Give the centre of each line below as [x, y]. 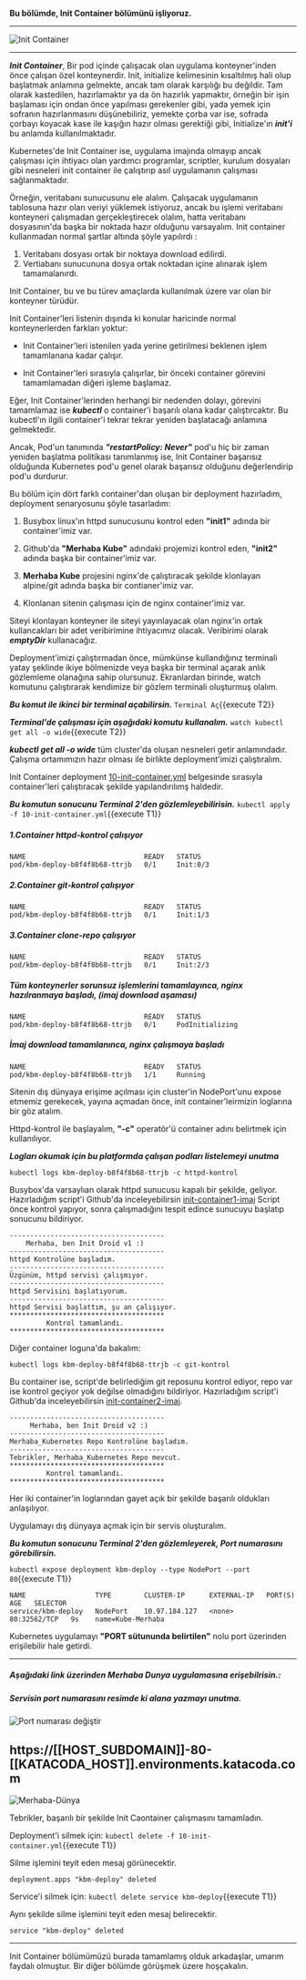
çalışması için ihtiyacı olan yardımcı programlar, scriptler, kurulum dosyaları [150, 160]
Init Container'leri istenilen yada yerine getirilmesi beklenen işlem [144, 346]
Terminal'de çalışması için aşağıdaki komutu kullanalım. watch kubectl [147, 722]
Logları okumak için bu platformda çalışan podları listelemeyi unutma [144, 1155]
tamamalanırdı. [51, 273]
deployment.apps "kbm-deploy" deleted [83, 1880]
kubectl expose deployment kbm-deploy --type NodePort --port [130, 1570]
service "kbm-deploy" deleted [67, 1931]
